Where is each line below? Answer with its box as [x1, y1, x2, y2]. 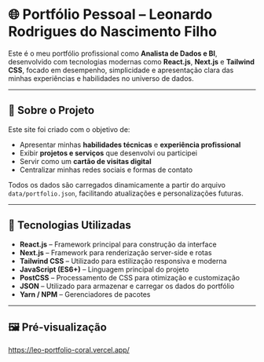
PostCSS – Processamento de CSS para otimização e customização [19, 272, 240, 282]
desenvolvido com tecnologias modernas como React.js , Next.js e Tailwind [8, 57, 255, 66]
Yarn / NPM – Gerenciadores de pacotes [19, 289, 151, 299]
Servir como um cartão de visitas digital [19, 156, 152, 166]
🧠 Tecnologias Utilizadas [8, 218, 131, 232]
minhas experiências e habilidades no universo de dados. [8, 73, 194, 83]
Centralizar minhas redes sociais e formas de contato [19, 165, 193, 174]
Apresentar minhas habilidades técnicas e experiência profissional [19, 140, 241, 149]
